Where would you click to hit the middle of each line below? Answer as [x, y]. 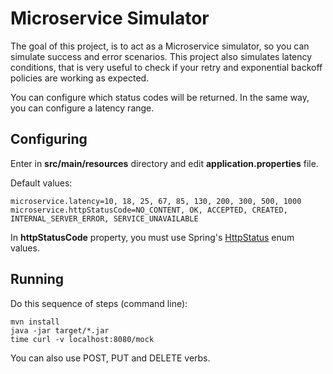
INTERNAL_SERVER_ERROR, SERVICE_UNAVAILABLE [104, 218]
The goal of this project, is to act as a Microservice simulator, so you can [160, 46]
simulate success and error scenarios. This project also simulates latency [161, 56]
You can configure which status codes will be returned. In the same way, [160, 97]
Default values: [41, 183]
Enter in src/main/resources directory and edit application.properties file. [164, 163]
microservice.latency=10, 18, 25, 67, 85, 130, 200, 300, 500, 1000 [156, 201]
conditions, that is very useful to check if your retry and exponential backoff [166, 67]
